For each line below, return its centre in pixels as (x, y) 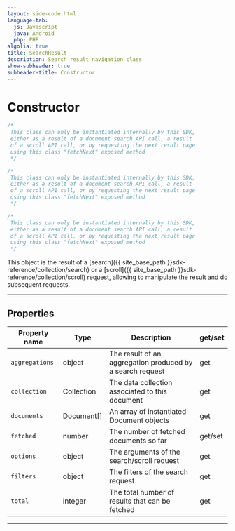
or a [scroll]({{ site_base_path (134, 270)
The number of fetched (147, 432)
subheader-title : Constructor (51, 72)
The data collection (141, 383)
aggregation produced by (151, 362)
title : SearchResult (37, 53)
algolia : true (28, 46)
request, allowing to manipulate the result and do (157, 277)
